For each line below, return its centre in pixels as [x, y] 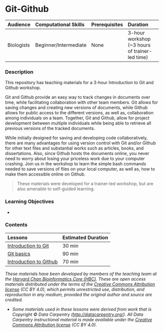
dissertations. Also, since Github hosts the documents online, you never [77, 154]
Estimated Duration [85, 237]
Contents [16, 225]
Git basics [19, 254]
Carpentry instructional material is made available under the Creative [82, 319]
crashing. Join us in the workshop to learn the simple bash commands [76, 164]
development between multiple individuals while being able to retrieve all [78, 123]
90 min [71, 254]
